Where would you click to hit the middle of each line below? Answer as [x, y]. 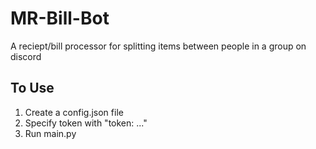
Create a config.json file [74, 112]
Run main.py [50, 133]
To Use [32, 88]
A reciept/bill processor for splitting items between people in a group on [158, 46]
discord [26, 56]
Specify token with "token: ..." [86, 123]
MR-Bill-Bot [60, 18]
